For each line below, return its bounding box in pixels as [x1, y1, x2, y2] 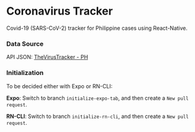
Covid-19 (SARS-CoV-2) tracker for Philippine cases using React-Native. [6, 24, 188, 32]
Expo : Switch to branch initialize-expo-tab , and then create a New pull [6, 94, 189, 102]
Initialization [6, 69, 44, 77]
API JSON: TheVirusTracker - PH [6, 54, 88, 61]
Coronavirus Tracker [6, 4, 113, 18]
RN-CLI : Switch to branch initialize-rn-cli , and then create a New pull [6, 113, 189, 120]
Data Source [6, 40, 44, 48]
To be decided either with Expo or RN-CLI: [6, 82, 113, 89]
